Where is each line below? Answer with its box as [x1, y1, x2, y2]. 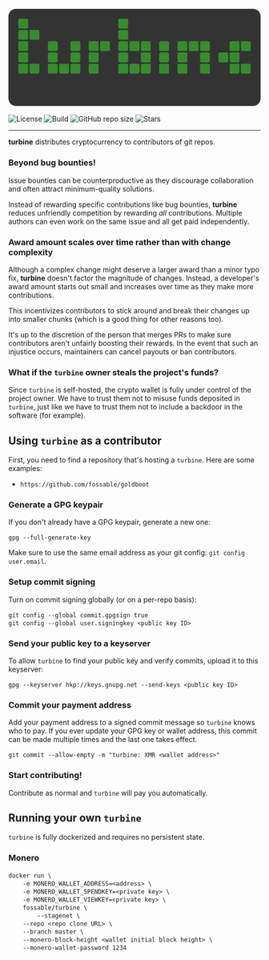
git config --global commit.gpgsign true [8, 611, 149, 619]
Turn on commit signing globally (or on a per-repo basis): [8, 595, 197, 604]
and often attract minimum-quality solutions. [8, 184, 155, 193]
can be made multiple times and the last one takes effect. [8, 735, 198, 744]
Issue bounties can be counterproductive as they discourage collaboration [8, 175, 254, 185]
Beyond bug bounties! [8, 157, 96, 168]
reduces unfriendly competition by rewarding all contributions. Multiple [8, 208, 243, 217]
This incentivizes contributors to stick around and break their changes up [8, 305, 250, 315]
